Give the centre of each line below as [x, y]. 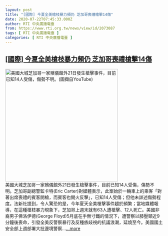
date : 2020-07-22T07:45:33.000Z [39, 19]
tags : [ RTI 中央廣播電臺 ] [32, 33]
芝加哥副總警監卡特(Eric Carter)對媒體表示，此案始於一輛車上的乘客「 [85, 191]
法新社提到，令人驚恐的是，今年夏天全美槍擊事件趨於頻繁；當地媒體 [84, 203]
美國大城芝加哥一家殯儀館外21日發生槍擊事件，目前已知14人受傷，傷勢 [77, 184]
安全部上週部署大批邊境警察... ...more [43, 228]
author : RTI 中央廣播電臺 [30, 24]
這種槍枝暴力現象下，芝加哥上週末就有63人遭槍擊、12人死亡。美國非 [89, 209]
